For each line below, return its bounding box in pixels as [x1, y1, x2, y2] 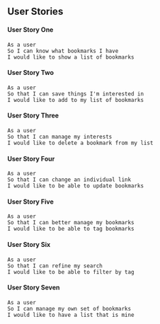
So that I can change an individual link [7, 176, 132, 183]
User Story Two [7, 69, 55, 77]
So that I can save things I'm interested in [7, 90, 144, 98]
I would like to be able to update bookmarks [7, 183, 144, 190]
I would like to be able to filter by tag [7, 268, 135, 275]
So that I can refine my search [7, 262, 103, 270]
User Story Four [7, 154, 55, 163]
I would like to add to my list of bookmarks [7, 96, 144, 103]
